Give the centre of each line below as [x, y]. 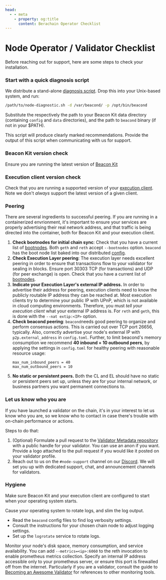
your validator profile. [34, 456]
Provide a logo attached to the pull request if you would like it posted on [86, 451]
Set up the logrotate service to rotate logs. [56, 536]
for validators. [27, 472]
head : [11, 10]
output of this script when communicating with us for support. [68, 140]
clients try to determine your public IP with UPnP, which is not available [85, 300]
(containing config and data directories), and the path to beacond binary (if [81, 120]
